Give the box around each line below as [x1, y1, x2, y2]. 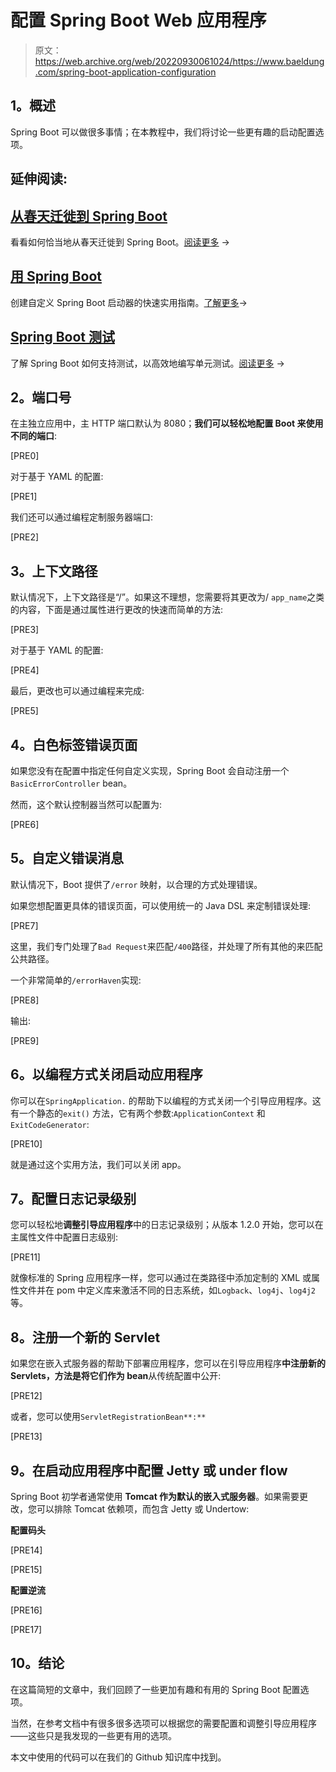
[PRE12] [10, 1390, 43, 1402]
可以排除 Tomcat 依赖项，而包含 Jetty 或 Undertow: [36, 1503, 250, 1515]
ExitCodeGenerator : [10, 1118, 90, 1130]
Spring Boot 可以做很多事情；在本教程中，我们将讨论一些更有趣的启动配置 [10, 126, 316, 138]
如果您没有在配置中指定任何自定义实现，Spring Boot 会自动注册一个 [10, 765, 290, 777]
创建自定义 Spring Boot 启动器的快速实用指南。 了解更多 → [10, 296, 248, 308]
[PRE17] [10, 1624, 43, 1636]
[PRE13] [10, 1431, 43, 1443]
